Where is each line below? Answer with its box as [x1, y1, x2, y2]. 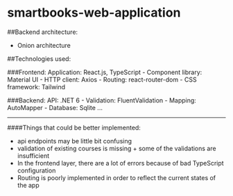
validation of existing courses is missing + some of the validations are [17, 144, 216, 152]
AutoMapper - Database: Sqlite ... [7, 103, 103, 112]
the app [17, 181, 40, 189]
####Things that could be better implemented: [7, 123, 141, 132]
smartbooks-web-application [7, 5, 181, 21]
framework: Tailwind [7, 82, 66, 91]
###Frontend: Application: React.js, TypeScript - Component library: [7, 68, 202, 76]
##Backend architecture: [7, 28, 78, 36]
